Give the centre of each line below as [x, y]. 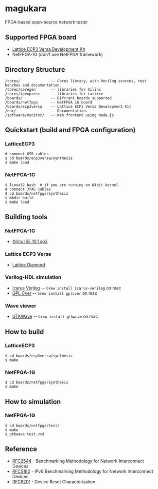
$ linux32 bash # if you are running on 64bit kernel [62, 185]
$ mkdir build [19, 198]
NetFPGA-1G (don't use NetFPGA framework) [57, 54]
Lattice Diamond [28, 265]
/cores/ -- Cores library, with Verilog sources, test [76, 81]
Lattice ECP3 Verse [28, 254]
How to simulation [33, 401]
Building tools [26, 217]
